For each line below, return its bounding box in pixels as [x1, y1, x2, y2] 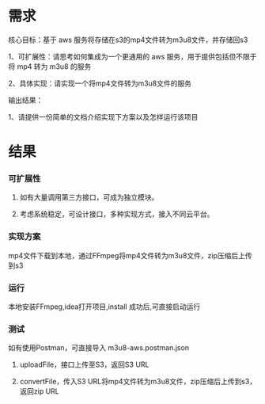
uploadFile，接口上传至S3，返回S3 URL [19, 360, 150, 369]
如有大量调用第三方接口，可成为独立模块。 [19, 192, 159, 202]
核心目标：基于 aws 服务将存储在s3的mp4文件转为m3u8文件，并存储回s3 [8, 35, 248, 44]
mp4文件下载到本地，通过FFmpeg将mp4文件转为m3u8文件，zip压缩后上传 [8, 250, 253, 260]
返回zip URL [19, 387, 59, 396]
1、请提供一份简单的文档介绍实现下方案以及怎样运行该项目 [8, 112, 199, 121]
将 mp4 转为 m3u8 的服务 [8, 61, 92, 71]
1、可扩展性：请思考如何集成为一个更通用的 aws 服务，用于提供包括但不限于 [8, 51, 257, 61]
